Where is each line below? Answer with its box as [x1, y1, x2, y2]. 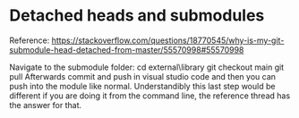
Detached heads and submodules [9, 5, 265, 26]
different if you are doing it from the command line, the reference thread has [9, 90, 291, 101]
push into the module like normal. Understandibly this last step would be [9, 80, 276, 91]
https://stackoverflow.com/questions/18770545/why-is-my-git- [51, 35, 285, 46]
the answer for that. [9, 99, 82, 110]
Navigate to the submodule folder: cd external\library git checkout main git [9, 62, 285, 72]
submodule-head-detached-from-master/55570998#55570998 [9, 44, 244, 55]
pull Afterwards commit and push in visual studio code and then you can [9, 71, 276, 81]
